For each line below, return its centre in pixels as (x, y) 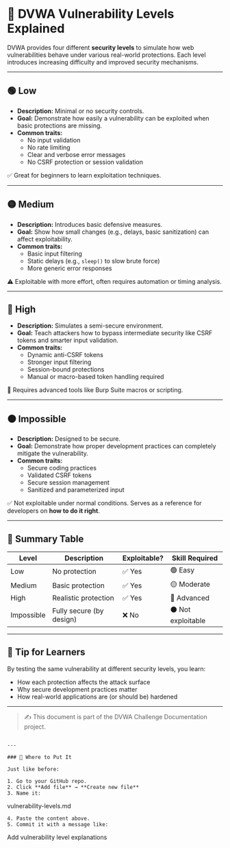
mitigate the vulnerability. (53, 453)
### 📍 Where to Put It (39, 757)
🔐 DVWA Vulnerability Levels (91, 14)
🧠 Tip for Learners (46, 652)
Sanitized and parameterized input (76, 490)
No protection (75, 571)
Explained (36, 28)
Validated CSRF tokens (60, 475)
